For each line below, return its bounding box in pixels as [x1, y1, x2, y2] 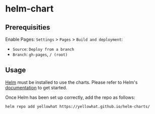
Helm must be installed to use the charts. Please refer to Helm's [5, 79, 138, 85]
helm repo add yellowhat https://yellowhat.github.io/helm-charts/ [5, 104, 150, 109]
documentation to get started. [5, 84, 67, 90]
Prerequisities [5, 23, 50, 32]
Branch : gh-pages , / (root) [12, 51, 68, 57]
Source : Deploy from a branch [12, 46, 74, 52]
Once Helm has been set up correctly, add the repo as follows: [5, 94, 135, 100]
